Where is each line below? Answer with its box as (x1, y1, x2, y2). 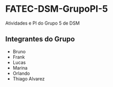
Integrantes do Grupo (5, 35, 75, 43)
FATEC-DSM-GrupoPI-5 (5, 3, 108, 15)
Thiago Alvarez (12, 75, 45, 82)
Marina (12, 64, 28, 71)
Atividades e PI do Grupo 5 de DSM (5, 20, 80, 26)
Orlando (12, 70, 30, 76)
